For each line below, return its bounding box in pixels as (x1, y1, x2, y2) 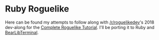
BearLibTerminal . (5, 29, 39, 35)
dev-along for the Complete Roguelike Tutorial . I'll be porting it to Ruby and (5, 24, 155, 30)
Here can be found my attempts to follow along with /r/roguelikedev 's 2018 (5, 19, 154, 25)
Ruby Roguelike (5, 3, 69, 14)
